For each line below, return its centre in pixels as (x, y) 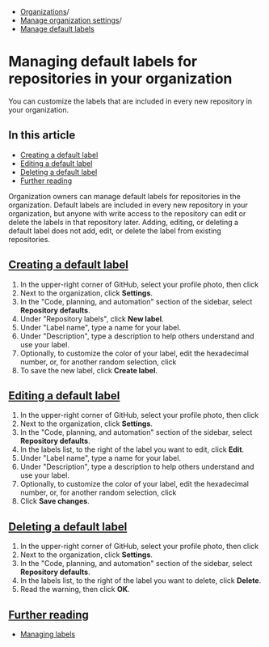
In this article (42, 136)
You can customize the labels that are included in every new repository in (130, 101)
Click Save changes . (55, 501)
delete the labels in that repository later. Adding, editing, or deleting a (124, 222)
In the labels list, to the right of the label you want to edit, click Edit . (132, 449)
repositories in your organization (120, 79)
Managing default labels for (103, 62)
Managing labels (47, 634)
